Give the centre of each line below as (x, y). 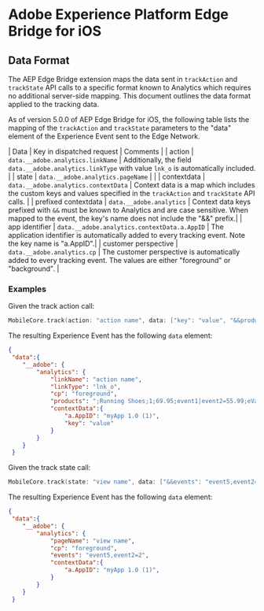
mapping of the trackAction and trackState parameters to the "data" (120, 128)
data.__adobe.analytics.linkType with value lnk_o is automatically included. (132, 168)
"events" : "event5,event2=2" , (99, 555)
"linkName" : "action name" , (96, 380)
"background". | (34, 268)
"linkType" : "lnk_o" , (86, 387)
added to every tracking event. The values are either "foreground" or (119, 260)
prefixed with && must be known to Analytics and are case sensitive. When (128, 210)
